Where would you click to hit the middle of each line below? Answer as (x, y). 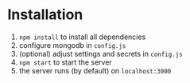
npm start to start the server (65, 62)
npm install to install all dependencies (82, 37)
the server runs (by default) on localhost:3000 (95, 70)
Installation (45, 15)
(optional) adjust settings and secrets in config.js (101, 53)
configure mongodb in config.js (72, 45)
